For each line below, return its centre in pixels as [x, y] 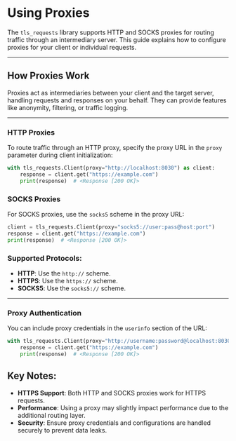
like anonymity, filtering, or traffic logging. [68, 107]
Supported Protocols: [45, 258]
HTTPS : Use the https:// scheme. [67, 280]
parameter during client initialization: [60, 155]
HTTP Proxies [31, 133]
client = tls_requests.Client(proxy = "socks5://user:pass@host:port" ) [111, 227]
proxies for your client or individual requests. [72, 47]
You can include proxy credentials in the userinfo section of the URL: [107, 328]
